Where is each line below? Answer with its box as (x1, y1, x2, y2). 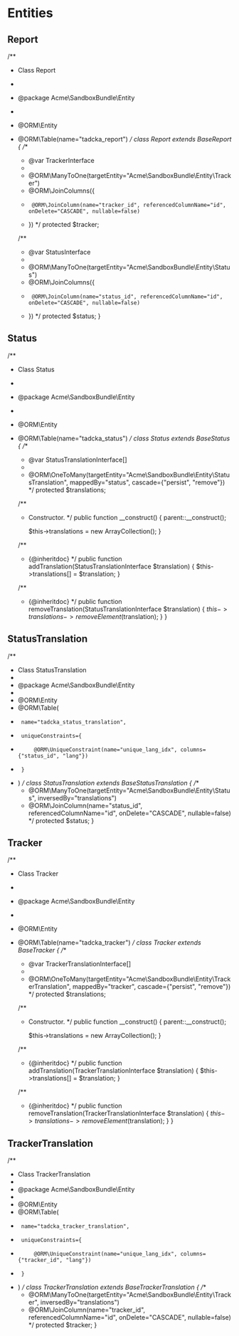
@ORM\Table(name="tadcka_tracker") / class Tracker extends (17, 938, 201, 947)
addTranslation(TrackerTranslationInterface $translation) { (28, 1066, 199, 1075)
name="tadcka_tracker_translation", (21, 1223, 130, 1230)
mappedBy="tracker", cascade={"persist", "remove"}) (72, 982, 231, 991)
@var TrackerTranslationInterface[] (28, 960, 132, 968)
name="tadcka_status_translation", (21, 719, 127, 726)
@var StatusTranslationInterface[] (28, 455, 127, 464)
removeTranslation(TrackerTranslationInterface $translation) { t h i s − (28, 1109, 225, 1118)
